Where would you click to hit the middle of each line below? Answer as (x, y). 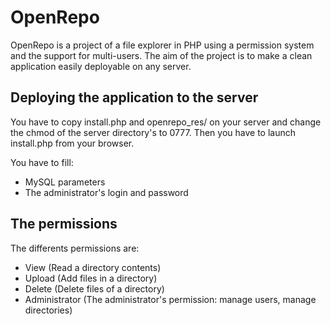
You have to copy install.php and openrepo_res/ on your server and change (166, 122)
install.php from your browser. (72, 143)
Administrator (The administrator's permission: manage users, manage (170, 299)
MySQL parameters (65, 182)
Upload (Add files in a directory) (91, 278)
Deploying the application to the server (134, 97)
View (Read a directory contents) (93, 267)
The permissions (64, 224)
